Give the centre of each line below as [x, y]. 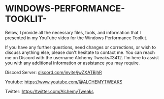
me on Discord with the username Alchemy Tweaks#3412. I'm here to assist [82, 57]
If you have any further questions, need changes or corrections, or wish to [81, 47]
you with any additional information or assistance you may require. [73, 63]
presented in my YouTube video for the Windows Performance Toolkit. [76, 38]
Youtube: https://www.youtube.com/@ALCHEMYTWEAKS [64, 82]
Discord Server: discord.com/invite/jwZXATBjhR [54, 72]
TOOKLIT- [26, 19]
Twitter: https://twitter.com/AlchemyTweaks [49, 91]
